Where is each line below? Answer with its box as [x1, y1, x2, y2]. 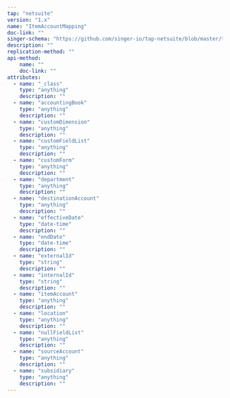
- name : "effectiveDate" [13, 214, 84, 221]
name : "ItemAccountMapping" [7, 23, 88, 30]
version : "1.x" [7, 16, 51, 23]
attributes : [7, 73, 41, 81]
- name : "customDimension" [13, 118, 90, 126]
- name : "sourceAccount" [13, 348, 84, 355]
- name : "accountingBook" [13, 99, 88, 106]
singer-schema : [7, 36, 51, 43]
